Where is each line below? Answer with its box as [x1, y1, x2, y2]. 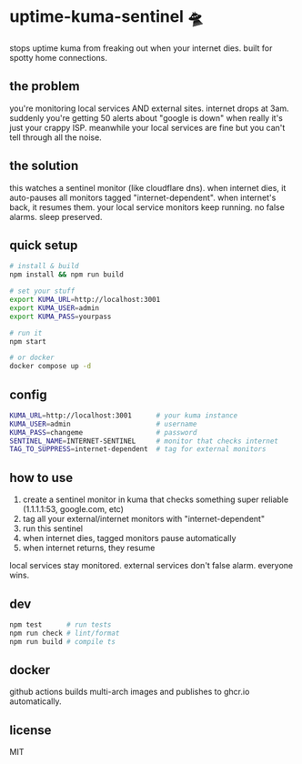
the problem [9, 78, 80, 95]
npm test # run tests [9, 619, 112, 629]
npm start [9, 337, 47, 346]
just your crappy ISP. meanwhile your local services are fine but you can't [9, 122, 286, 133]
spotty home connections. [9, 52, 107, 63]
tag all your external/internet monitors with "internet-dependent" [22, 514, 266, 525]
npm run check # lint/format [9, 628, 120, 638]
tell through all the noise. [9, 132, 102, 143]
